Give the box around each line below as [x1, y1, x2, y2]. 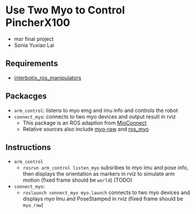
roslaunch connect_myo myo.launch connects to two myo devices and [22, 189, 190, 196]
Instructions [5, 142, 51, 152]
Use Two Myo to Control [5, 4, 126, 17]
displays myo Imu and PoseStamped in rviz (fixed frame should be [22, 195, 183, 202]
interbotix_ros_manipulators [13, 74, 82, 81]
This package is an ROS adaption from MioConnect [22, 119, 147, 126]
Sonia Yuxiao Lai [13, 42, 55, 49]
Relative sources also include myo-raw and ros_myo [22, 125, 149, 133]
